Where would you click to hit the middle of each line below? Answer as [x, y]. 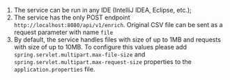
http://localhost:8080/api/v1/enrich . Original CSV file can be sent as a [118, 25]
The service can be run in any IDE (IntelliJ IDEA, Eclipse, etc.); [102, 10]
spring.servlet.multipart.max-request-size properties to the [102, 62]
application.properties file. [54, 69]
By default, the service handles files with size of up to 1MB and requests [117, 40]
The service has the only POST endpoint [72, 17]
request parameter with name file [63, 32]
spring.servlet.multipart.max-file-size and [79, 54]
